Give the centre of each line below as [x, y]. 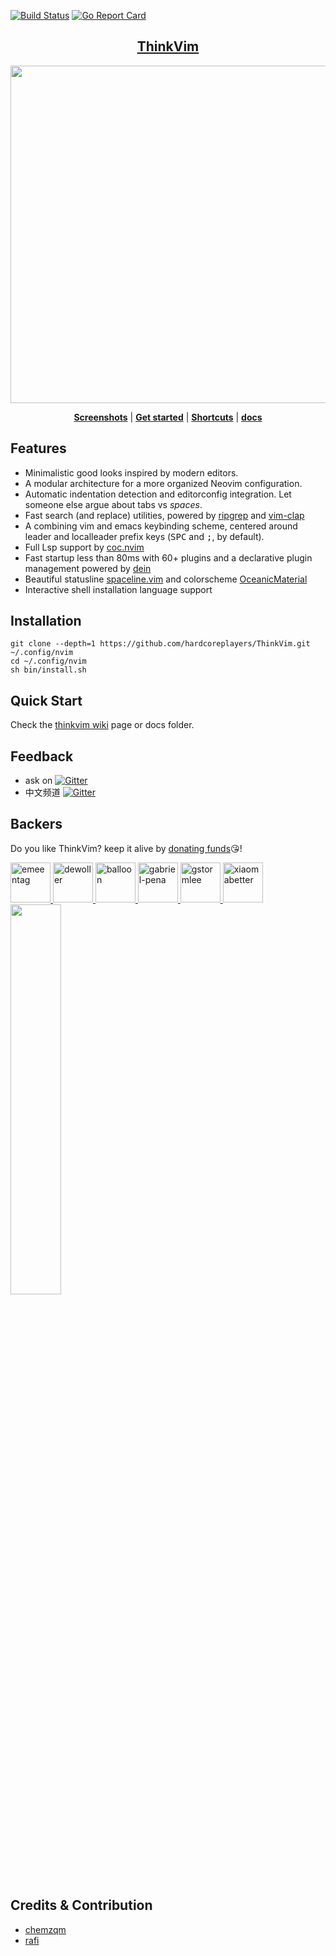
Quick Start [46, 700]
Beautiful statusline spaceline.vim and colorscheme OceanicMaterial [166, 579]
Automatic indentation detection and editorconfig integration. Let [158, 494]
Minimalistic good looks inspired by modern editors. [131, 472]
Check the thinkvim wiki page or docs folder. [102, 725]
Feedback [42, 756]
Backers [36, 824]
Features [38, 448]
